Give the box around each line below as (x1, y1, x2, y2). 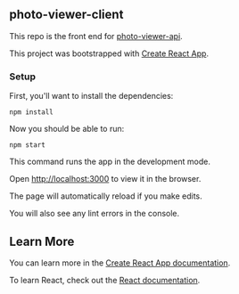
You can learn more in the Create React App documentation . (9, 257, 231, 268)
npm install (9, 108, 54, 117)
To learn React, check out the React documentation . (9, 274, 201, 285)
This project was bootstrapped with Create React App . (9, 48, 210, 59)
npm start (9, 141, 46, 150)
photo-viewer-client (9, 7, 124, 22)
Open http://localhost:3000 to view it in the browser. (9, 174, 202, 184)
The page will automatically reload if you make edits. (9, 191, 202, 201)
